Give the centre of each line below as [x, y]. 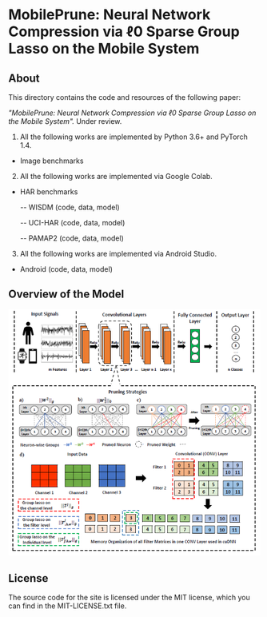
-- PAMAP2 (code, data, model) [72, 238]
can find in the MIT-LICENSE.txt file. [68, 606]
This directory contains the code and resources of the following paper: [125, 97]
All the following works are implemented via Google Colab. [116, 176]
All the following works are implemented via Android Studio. [118, 254]
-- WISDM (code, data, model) [70, 207]
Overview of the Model [66, 295]
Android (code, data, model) [66, 269]
